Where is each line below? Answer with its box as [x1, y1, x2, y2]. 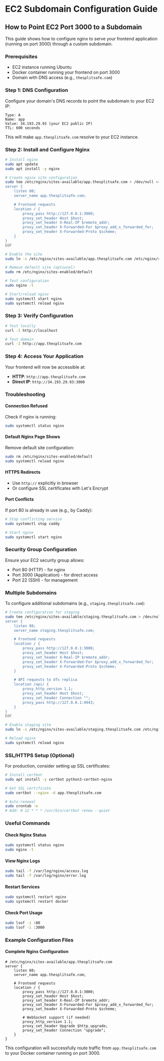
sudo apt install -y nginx [5, 166, 60, 171]
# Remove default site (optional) [5, 265, 76, 270]
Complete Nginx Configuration [5, 949, 69, 955]
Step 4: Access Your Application [5, 353, 84, 360]
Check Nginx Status [5, 832, 46, 838]
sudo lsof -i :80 [5, 920, 41, 926]
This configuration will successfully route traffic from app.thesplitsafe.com [5, 1045, 157, 1051]
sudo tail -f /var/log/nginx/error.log [5, 873, 86, 878]
